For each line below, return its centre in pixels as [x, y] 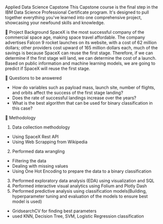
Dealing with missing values [40, 166]
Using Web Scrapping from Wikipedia [50, 142]
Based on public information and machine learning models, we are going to [80, 63]
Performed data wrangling [38, 151]
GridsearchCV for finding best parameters [54, 211]
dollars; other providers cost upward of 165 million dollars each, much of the [81, 48]
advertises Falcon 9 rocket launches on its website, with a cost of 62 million [81, 43]
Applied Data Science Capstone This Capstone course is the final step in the [81, 7]
